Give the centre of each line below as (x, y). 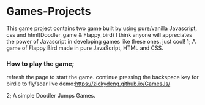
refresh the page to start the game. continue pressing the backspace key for (102, 77)
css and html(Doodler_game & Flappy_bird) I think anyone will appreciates (99, 34)
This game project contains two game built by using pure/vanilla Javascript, (102, 28)
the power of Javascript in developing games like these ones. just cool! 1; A (101, 41)
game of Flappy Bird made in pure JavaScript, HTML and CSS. (85, 48)
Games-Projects (49, 11)
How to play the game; (40, 64)
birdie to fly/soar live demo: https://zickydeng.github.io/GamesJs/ (88, 84)
